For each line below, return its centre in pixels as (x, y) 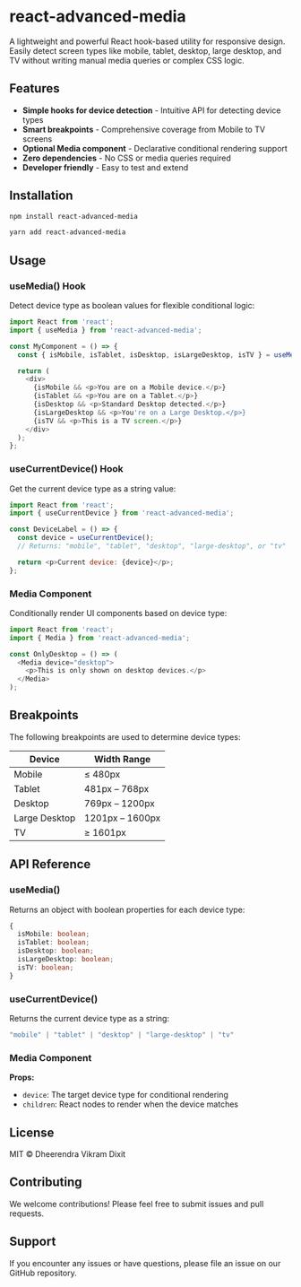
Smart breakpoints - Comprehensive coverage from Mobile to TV (144, 129)
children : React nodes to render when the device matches (130, 1104)
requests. (27, 1213)
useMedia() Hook (48, 286)
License (32, 1132)
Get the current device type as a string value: (93, 488)
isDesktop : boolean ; (56, 951)
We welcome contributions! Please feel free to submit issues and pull (137, 1204)
